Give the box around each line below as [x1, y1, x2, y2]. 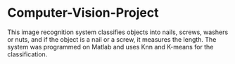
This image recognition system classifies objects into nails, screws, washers [7, 28, 229, 36]
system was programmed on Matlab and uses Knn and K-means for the [7, 42, 214, 51]
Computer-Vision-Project [7, 5, 159, 21]
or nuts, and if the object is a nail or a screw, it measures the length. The [7, 35, 217, 43]
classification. [7, 50, 48, 58]
